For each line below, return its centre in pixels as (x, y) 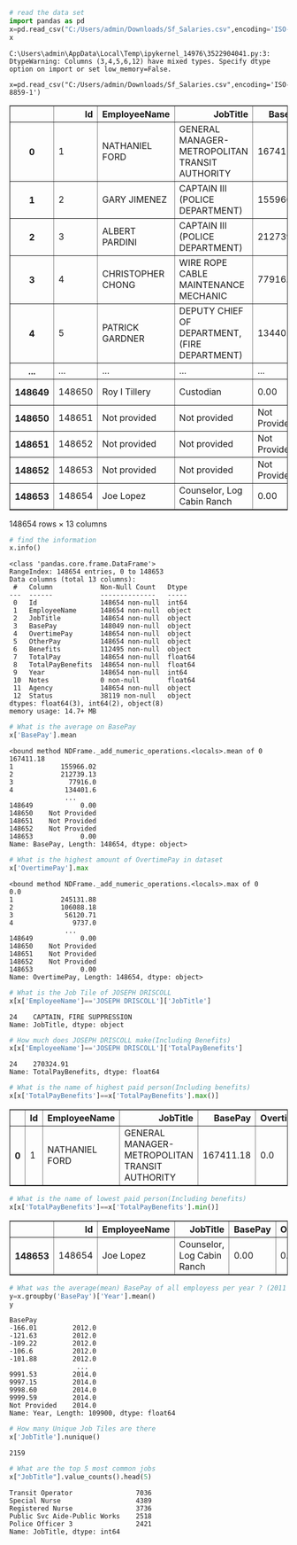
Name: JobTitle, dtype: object (67, 1025)
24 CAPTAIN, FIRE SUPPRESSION (71, 1017)
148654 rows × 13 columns (58, 524)
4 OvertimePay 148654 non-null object (102, 634)
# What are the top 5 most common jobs (83, 1469)
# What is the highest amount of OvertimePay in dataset (116, 860)
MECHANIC (203, 295)
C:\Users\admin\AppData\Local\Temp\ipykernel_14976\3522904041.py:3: (140, 53)
